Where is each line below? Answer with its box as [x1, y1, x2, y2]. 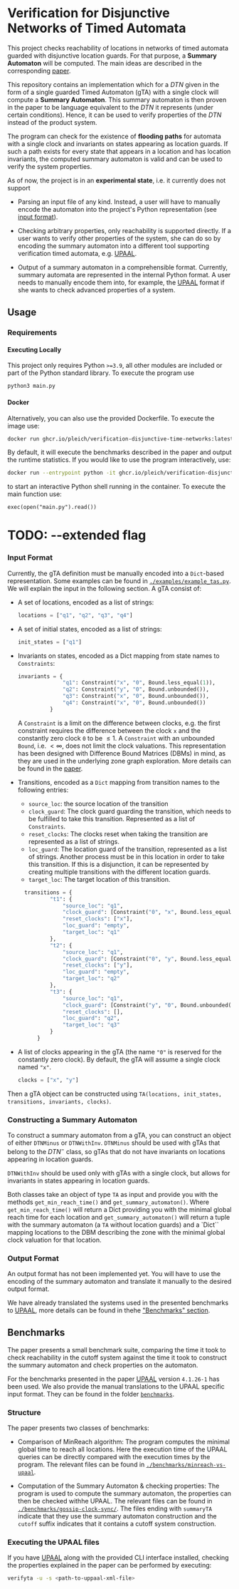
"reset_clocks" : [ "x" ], [63, 915, 133, 922]
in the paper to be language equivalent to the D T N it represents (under [7, 103, 213, 111]
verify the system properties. [7, 162, 92, 170]
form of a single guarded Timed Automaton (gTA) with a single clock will [7, 88, 219, 96]
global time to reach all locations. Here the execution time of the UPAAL [17, 1445, 228, 1454]
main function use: [7, 490, 62, 498]
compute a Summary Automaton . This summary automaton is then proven [7, 95, 227, 104]
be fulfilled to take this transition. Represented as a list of [28, 814, 196, 823]
